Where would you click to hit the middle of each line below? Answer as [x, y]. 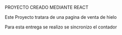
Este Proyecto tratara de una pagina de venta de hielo [61, 17]
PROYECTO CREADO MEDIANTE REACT [47, 7]
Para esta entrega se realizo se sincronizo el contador [61, 27]
